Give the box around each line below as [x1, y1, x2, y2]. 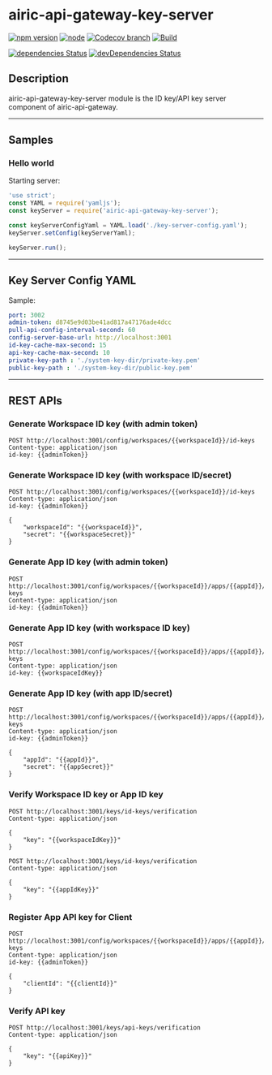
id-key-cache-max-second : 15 [8, 341, 107, 349]
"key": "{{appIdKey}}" [23, 885, 100, 894]
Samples [8, 133, 54, 147]
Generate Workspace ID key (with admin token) [8, 418, 198, 430]
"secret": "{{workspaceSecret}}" [23, 530, 136, 539]
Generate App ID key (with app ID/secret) [8, 688, 173, 699]
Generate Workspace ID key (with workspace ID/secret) [8, 469, 232, 481]
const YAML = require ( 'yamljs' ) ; [8, 199, 121, 208]
